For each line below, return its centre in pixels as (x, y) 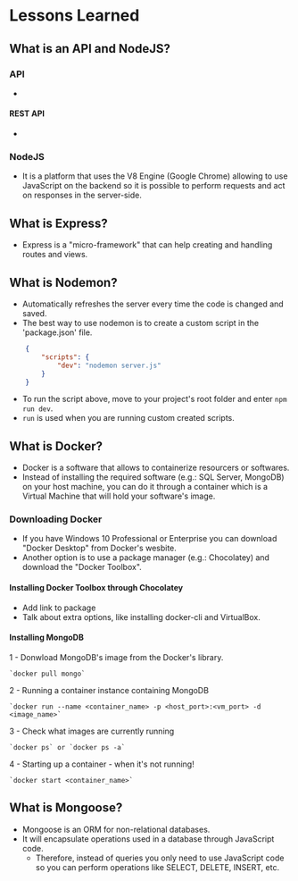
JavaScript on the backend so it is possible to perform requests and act (153, 186)
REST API (27, 113)
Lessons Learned (74, 16)
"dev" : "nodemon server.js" (109, 365)
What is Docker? (56, 446)
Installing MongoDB (47, 638)
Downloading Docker (56, 519)
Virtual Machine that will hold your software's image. (119, 496)
